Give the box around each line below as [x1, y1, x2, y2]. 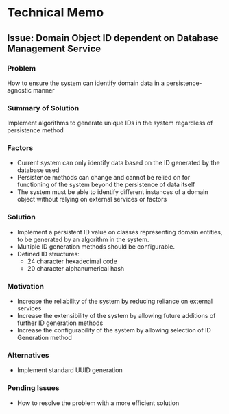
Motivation [7, 281, 45, 291]
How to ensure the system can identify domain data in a [7, 79, 165, 87]
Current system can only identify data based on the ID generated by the [16, 159, 221, 167]
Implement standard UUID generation [16, 366, 123, 374]
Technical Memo [7, 5, 104, 21]
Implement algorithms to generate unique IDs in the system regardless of [7, 119, 213, 127]
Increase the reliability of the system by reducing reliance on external [16, 297, 213, 306]
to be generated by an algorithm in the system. [16, 235, 149, 243]
